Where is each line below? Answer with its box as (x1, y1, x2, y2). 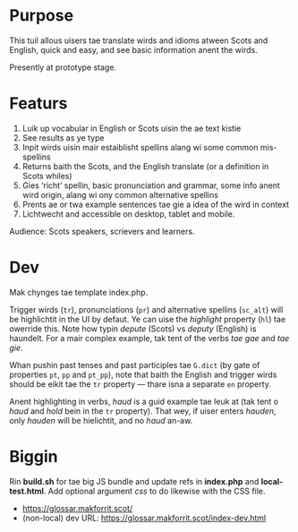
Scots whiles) (21, 170, 73, 181)
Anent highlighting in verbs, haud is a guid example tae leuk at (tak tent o (9, 396, 279, 407)
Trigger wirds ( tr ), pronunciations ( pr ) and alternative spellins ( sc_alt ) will (9, 304, 284, 314)
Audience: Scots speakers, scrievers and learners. (9, 226, 195, 236)
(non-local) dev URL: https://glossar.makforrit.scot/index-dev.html (21, 512, 267, 523)
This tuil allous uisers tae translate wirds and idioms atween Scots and (9, 35, 268, 46)
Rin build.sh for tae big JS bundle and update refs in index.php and (9, 476, 260, 486)
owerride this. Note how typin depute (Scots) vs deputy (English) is (9, 323, 257, 334)
